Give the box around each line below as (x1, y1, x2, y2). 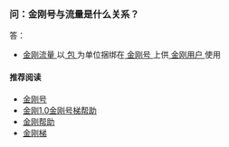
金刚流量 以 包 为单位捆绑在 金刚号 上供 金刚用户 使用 (22, 50, 222, 60)
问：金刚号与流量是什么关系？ (9, 7, 140, 20)
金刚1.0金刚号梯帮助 (22, 105, 98, 115)
